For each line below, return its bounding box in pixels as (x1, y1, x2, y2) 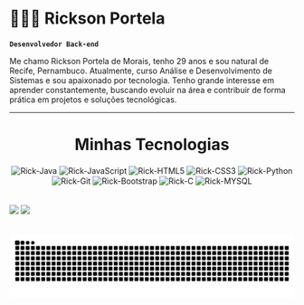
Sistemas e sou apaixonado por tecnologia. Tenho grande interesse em (9, 74, 274, 85)
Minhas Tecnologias (74, 135, 230, 155)
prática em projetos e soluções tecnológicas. (9, 94, 177, 105)
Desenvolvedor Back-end (9, 40, 100, 49)
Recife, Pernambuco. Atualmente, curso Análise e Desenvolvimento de (9, 65, 273, 76)
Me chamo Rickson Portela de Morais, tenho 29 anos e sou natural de (9, 55, 270, 66)
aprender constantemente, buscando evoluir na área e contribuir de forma (9, 84, 287, 95)
